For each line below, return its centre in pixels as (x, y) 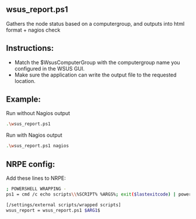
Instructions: (30, 48)
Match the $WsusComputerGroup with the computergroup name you (97, 62)
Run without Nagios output (38, 113)
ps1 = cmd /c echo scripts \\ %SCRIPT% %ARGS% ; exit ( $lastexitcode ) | (91, 194)
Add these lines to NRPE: (36, 178)
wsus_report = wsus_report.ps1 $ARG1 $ (53, 210)
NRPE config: (31, 164)
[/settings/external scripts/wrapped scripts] (64, 205)
